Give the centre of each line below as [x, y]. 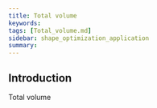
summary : [23, 46]
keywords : [25, 23]
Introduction [40, 78]
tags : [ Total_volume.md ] [50, 30]
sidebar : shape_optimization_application [79, 38]
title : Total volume [43, 16]
